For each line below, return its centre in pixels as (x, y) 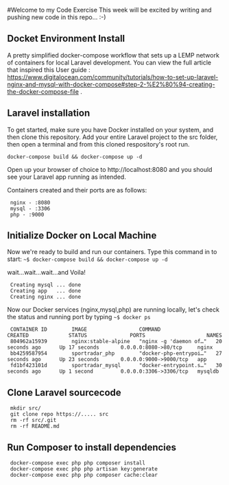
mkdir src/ (25, 408)
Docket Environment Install (66, 39)
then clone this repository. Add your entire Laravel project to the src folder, (112, 137)
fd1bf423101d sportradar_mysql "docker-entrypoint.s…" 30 (116, 366)
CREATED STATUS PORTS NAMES (115, 336)
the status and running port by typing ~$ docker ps (79, 317)
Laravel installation (49, 113)
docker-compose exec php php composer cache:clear (84, 475)
